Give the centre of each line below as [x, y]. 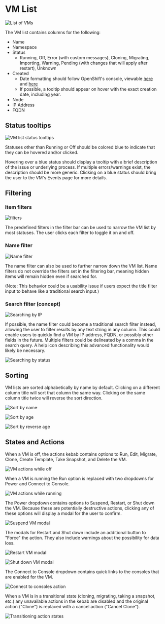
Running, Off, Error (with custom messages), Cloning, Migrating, [84, 57]
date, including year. [40, 94]
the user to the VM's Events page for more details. [56, 177]
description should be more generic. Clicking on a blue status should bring [81, 172]
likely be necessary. [25, 351]
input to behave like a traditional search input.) [52, 291]
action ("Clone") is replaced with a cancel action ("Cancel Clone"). [73, 606]
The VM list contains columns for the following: [53, 32]
